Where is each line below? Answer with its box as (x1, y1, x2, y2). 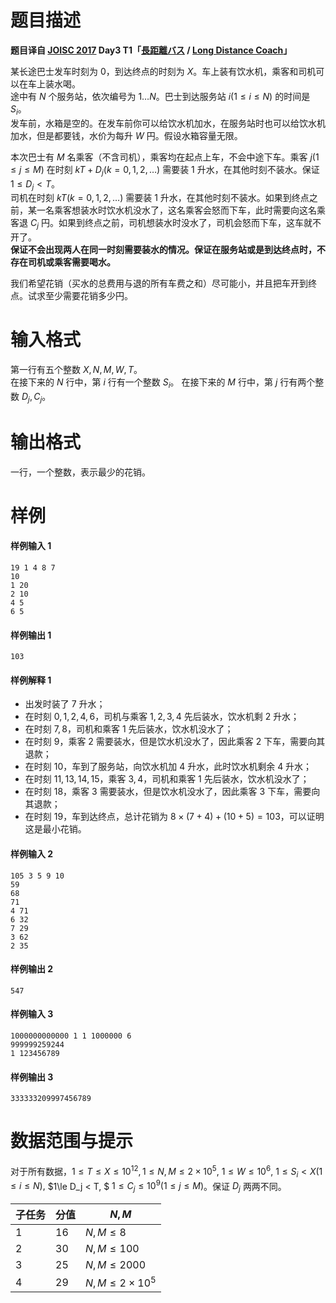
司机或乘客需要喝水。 (27, 256, 116, 268)
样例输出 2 (10, 963, 54, 975)
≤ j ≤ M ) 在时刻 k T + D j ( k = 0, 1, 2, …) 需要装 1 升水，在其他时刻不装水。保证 (10, 163, 320, 178)
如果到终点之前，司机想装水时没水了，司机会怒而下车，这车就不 (58, 217, 322, 229)
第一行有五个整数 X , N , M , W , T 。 (10, 364, 143, 376)
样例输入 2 (10, 847, 54, 860)
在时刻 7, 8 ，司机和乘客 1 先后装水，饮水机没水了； (24, 723, 234, 735)
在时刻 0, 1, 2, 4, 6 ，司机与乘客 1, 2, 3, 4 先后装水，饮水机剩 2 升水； (24, 711, 300, 723)
